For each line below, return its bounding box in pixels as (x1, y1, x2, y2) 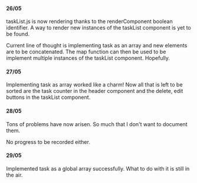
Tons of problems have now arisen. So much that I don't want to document (6, 120, 188, 127)
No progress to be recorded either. (6, 138, 90, 145)
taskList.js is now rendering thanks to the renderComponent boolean (6, 18, 173, 25)
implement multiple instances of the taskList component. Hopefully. (6, 54, 170, 62)
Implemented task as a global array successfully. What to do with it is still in (6, 165, 190, 172)
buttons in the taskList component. (6, 94, 91, 101)
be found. (6, 30, 29, 38)
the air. (6, 171, 23, 178)
